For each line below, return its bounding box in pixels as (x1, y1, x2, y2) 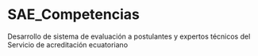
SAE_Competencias (7, 6, 140, 24)
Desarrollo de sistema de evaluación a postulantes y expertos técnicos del (7, 32, 251, 41)
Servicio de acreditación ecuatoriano (7, 39, 129, 49)
